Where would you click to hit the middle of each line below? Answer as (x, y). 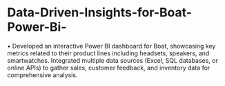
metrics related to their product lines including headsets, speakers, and (108, 53)
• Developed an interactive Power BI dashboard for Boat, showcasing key (111, 46)
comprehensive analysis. (42, 75)
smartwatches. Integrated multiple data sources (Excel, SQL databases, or (113, 60)
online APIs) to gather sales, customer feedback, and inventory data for (109, 68)
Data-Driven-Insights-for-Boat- (99, 13)
